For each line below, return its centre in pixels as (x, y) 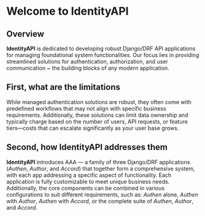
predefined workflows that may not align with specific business (87, 108)
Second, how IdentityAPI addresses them (87, 147)
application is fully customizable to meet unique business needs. (88, 181)
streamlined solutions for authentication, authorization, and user (87, 61)
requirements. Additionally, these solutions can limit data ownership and (97, 115)
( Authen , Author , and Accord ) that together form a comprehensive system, (101, 168)
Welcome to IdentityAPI (68, 11)
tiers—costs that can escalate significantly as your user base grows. (93, 128)
